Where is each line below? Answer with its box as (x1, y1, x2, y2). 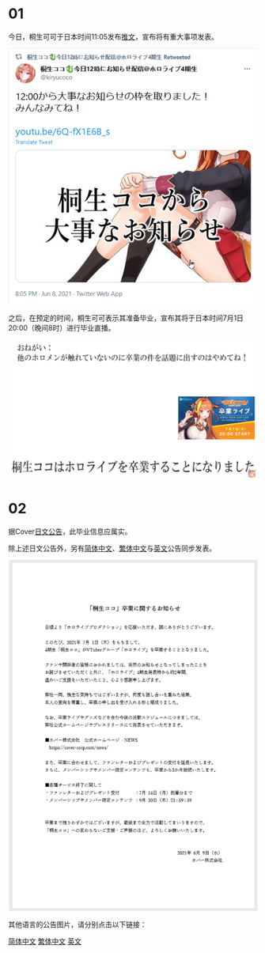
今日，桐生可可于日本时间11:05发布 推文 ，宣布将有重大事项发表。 (8, 32, 219, 41)
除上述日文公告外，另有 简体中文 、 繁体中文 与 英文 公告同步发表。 (8, 543, 216, 554)
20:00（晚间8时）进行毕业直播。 (8, 323, 115, 333)
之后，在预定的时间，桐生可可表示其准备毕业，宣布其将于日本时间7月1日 (8, 313, 244, 323)
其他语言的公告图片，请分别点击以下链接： (8, 920, 147, 929)
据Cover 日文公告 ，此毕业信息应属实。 (8, 527, 132, 536)
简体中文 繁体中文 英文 (8, 936, 81, 946)
